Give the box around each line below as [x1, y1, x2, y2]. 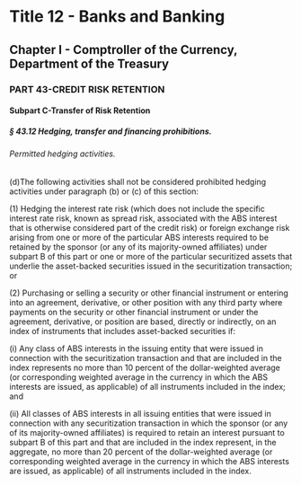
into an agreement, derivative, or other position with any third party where [9, 296, 283, 307]
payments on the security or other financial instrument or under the [9, 306, 259, 317]
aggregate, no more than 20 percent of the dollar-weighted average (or [9, 446, 273, 457]
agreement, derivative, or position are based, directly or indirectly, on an [9, 316, 277, 327]
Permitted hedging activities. [9, 148, 116, 159]
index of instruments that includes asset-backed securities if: [9, 325, 236, 336]
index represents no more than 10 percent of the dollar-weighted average [9, 362, 281, 373]
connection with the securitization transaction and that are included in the [9, 352, 282, 363]
